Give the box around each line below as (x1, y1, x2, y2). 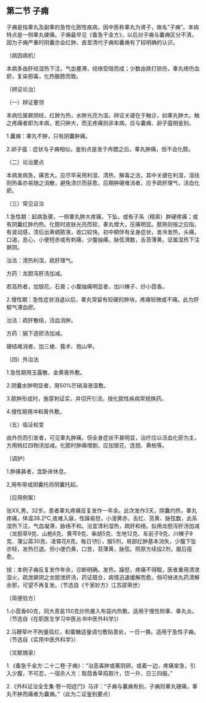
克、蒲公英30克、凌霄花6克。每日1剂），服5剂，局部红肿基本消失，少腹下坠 (6, 537, 197, 545)
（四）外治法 (6, 355, 39, 363)
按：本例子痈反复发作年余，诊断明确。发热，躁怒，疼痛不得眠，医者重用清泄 (6, 565, 200, 573)
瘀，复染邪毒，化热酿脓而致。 (6, 72, 82, 80)
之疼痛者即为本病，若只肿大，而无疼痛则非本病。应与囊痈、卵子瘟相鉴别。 (6, 119, 194, 126)
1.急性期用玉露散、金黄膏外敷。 (6, 368, 86, 376)
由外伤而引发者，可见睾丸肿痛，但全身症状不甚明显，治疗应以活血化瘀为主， (6, 433, 200, 441)
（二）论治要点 (6, 158, 44, 166)
